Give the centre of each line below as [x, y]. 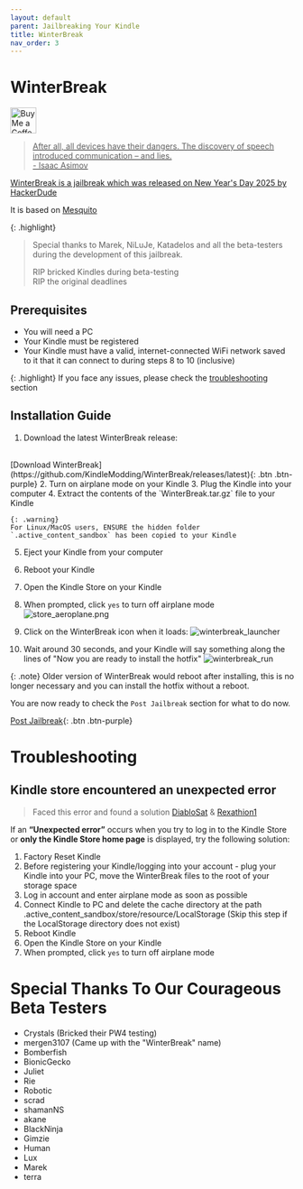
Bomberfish [45, 1052]
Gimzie [37, 1138]
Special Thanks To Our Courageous [146, 989]
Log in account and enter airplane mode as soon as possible [135, 895]
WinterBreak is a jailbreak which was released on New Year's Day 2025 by [148, 183]
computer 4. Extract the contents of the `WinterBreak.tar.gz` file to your [143, 493]
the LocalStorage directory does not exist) [101, 923]
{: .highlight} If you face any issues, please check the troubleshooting [139, 378]
